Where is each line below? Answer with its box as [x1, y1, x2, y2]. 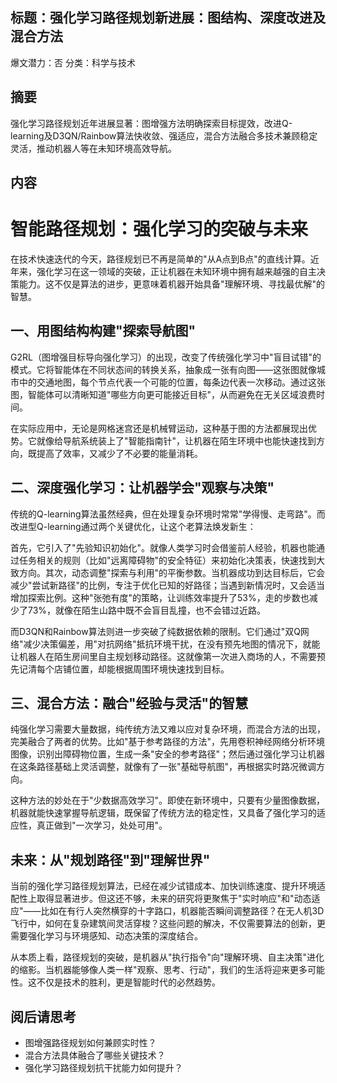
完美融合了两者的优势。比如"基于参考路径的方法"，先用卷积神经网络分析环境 [10, 736, 326, 748]
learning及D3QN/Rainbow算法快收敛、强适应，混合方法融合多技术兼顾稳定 [10, 129, 318, 142]
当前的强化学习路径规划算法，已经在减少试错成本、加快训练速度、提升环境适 [10, 880, 326, 892]
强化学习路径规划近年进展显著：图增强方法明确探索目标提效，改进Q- [10, 117, 293, 129]
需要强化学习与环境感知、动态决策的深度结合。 [10, 930, 203, 942]
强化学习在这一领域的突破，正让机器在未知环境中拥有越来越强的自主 [36, 265, 317, 277]
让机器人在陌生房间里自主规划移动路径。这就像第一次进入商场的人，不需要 [10, 650, 317, 662]
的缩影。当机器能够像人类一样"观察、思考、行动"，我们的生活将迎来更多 [10, 964, 308, 976]
